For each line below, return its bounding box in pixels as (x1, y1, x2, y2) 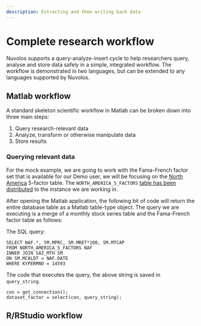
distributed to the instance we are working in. (6, 186, 118, 193)
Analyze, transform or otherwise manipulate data (14, 131, 136, 139)
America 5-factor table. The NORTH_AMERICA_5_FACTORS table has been (6, 179, 176, 186)
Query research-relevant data (14, 125, 89, 132)
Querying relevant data (6, 152, 75, 161)
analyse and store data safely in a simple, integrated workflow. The (6, 61, 172, 68)
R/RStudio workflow (6, 310, 83, 321)
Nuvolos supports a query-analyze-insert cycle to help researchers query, (6, 55, 190, 62)
